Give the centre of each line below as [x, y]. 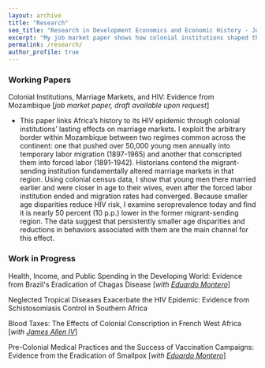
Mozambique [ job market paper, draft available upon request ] [109, 105]
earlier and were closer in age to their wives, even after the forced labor [136, 188]
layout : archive [35, 15]
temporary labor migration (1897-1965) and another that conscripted [131, 154]
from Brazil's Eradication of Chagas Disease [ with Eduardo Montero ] [119, 284]
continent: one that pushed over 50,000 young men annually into [125, 146]
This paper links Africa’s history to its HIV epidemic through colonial [130, 121]
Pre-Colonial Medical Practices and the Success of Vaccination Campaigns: [131, 347]
